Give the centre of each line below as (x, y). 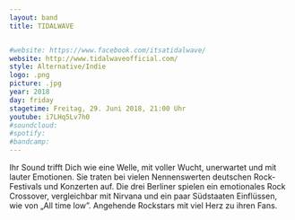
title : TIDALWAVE (42, 26)
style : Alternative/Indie (57, 67)
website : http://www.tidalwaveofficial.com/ (94, 58)
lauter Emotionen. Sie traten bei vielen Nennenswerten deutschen (131, 177)
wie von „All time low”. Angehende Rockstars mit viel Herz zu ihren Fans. (143, 206)
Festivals (26, 186)
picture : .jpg (36, 84)
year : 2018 (30, 92)
